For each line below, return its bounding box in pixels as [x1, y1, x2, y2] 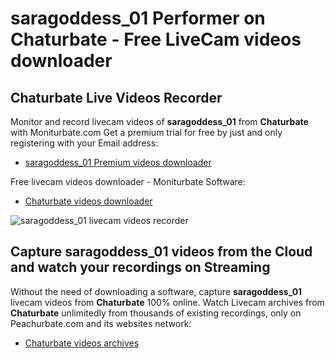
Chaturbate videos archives [24, 337, 140, 349]
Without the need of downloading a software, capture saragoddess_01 [10, 285, 303, 297]
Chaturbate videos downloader [24, 195, 153, 207]
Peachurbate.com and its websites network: [10, 317, 192, 329]
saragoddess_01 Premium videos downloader [24, 157, 212, 168]
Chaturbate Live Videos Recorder [10, 89, 223, 106]
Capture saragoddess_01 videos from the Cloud [10, 243, 313, 261]
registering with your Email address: [10, 137, 159, 149]
